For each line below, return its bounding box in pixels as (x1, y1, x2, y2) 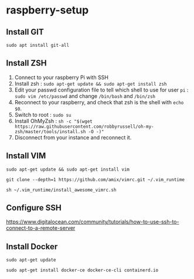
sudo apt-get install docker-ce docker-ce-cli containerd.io (6, 267, 159, 273)
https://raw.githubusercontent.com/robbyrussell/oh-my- (14, 124, 154, 130)
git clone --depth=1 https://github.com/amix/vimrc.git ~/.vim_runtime (6, 176, 185, 182)
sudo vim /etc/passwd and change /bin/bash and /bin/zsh (14, 92, 155, 100)
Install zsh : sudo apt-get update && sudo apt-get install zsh (14, 80, 167, 87)
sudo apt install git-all (6, 42, 69, 48)
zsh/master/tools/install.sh (14, 128, 86, 135)
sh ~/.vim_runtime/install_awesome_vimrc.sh (6, 187, 117, 193)
